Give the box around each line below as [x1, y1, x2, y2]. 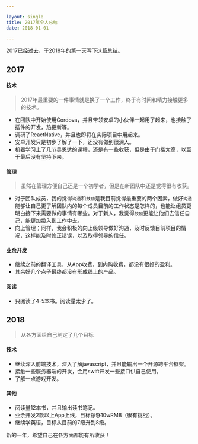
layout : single [6, 14, 44, 20]
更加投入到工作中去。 [30, 217, 83, 224]
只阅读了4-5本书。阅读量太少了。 [14, 297, 97, 304]
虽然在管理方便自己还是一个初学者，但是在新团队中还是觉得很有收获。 [20, 182, 193, 190]
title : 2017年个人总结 [6, 19, 58, 25]
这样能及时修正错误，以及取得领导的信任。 [25, 232, 129, 239]
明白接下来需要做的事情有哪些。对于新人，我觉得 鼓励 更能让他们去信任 [14, 210, 185, 217]
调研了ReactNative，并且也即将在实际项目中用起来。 [14, 131, 143, 138]
